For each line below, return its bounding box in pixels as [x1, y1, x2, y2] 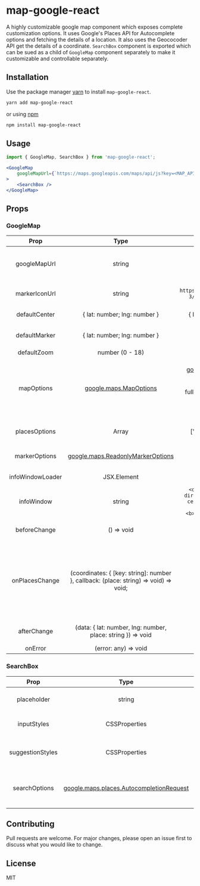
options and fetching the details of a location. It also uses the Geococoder [6, 36, 187, 43]
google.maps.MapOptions [85, 384, 157, 392]
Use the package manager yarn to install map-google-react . [6, 88, 151, 95]
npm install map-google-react [6, 122, 82, 128]
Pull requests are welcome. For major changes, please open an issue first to [6, 835, 192, 842]
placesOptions [15, 427, 56, 436]
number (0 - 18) [97, 348, 145, 357]
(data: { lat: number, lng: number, [75, 624, 167, 632]
